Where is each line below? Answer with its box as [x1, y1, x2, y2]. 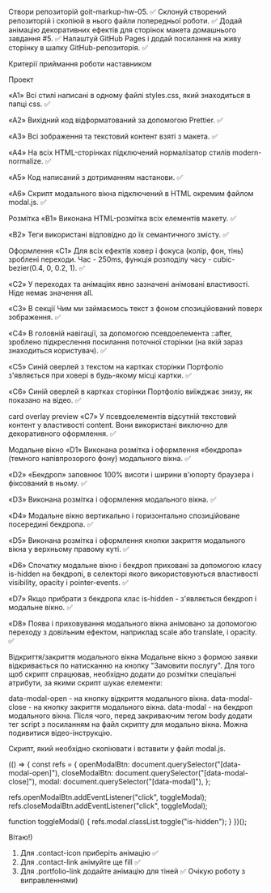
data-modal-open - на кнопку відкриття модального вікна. [8, 694, 210, 703]
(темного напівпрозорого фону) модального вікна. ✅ [8, 454, 192, 463]
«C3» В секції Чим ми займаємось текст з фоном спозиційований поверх [8, 304, 263, 313]
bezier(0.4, [8, 263, 45, 272]
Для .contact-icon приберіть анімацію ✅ [19, 848, 159, 857]
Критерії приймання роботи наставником [8, 59, 152, 68]
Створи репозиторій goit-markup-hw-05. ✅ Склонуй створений [8, 7, 227, 16]
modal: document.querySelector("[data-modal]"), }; [38, 777, 211, 786]
